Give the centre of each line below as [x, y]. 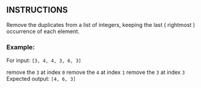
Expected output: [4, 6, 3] [41, 79]
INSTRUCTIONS [37, 10]
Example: [21, 47]
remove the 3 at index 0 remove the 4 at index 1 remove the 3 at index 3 [96, 72]
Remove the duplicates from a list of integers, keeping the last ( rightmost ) [101, 24]
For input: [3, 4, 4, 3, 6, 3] [44, 61]
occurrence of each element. [43, 31]
